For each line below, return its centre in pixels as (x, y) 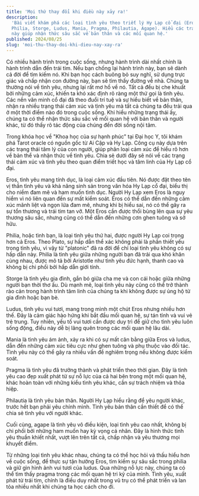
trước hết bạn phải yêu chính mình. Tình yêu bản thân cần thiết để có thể (95, 406)
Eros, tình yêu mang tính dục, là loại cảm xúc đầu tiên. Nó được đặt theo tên (99, 180)
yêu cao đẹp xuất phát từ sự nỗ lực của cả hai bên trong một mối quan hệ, (96, 376)
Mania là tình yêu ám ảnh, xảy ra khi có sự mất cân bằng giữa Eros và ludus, (99, 339)
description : (22, 17)
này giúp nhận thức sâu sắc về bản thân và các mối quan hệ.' (90, 34)
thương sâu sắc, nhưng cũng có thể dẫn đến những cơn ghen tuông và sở (96, 217)
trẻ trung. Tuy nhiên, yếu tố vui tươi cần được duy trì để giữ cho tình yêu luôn (99, 321)
